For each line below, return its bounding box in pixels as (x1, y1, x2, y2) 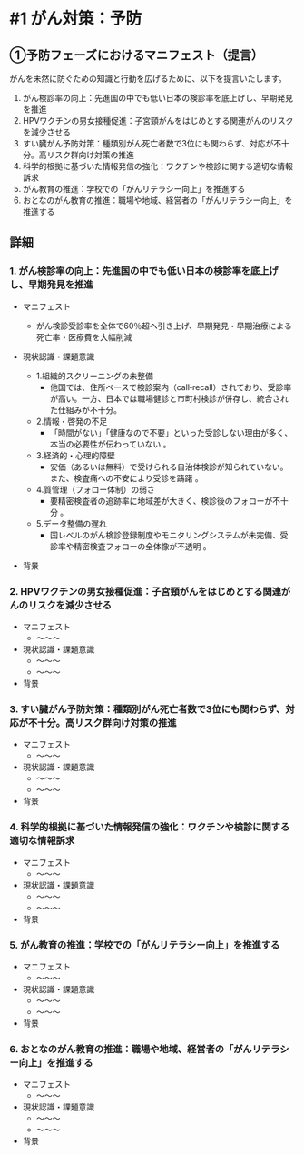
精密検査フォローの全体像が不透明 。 (74, 540, 211, 551)
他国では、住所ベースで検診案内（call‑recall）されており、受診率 (49, 381, 292, 392)
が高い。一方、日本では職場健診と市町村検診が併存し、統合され (49, 393, 289, 404)
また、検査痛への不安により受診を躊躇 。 (49, 472, 204, 483)
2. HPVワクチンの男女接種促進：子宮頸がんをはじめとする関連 (9, 585, 282, 598)
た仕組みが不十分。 (49, 404, 123, 415)
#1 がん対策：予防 (9, 8, 142, 29)
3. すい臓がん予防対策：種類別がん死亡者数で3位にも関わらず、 (9, 702, 286, 715)
